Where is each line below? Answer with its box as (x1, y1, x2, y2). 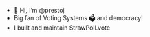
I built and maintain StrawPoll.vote (13, 24, 111, 32)
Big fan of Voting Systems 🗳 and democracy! (13, 14, 143, 22)
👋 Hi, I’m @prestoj (13, 7, 65, 14)
